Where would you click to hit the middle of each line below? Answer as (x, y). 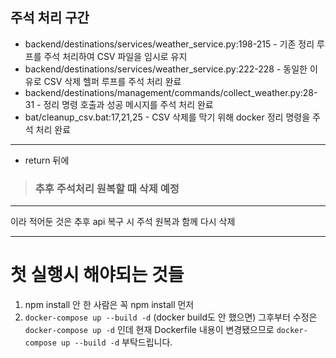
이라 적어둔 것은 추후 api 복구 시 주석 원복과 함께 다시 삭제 (123, 222)
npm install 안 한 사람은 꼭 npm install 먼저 (109, 305)
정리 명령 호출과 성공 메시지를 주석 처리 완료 (128, 104)
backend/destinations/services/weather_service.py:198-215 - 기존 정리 (169, 44)
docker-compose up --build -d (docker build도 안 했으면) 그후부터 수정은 (171, 317)
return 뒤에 (47, 160)
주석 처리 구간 (50, 18)
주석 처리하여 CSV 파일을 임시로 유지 (115, 56)
